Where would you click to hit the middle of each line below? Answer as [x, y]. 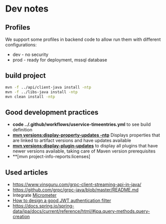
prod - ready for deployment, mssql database [60, 60]
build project [26, 76]
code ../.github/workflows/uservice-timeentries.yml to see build [82, 124]
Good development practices [52, 112]
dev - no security [31, 54]
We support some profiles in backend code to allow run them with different [83, 39]
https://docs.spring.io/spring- [43, 206]
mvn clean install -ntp [30, 97]
